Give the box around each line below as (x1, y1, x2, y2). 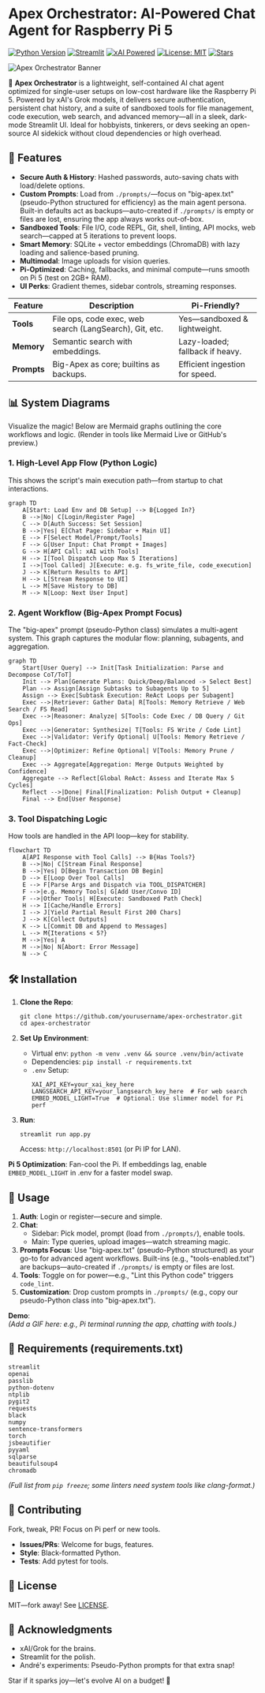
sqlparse (8, 1452, 37, 1460)
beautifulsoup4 (8, 1459, 58, 1467)
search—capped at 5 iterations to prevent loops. (19, 230, 177, 241)
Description (89, 300, 134, 311)
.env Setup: (31, 1066, 69, 1075)
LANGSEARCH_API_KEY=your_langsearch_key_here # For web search (31, 1088, 248, 1096)
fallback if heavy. (178, 346, 242, 357)
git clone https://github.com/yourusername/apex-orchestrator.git (19, 1013, 243, 1021)
